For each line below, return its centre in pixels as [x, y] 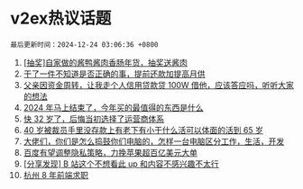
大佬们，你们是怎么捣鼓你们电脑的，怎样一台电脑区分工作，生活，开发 [154, 141]
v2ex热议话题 [61, 18]
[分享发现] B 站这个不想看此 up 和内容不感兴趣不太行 [121, 164]
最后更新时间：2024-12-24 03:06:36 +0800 [84, 45]
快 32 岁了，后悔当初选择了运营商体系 [94, 119]
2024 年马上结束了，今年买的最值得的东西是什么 [113, 107]
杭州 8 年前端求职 [56, 175]
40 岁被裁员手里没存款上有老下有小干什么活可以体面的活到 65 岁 [143, 130]
